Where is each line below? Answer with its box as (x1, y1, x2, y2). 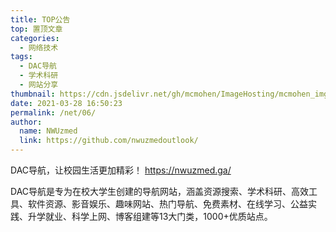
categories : (10, 33, 60, 43)
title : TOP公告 (10, 14, 71, 25)
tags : (10, 52, 33, 62)
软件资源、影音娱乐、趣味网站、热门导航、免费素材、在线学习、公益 (27, 198, 308, 210)
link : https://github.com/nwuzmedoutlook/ (19, 136, 199, 146)
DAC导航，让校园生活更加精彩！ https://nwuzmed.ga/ (10, 164, 232, 176)
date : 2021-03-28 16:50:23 (10, 98, 123, 108)
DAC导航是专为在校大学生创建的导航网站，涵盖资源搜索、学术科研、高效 (10, 186, 310, 197)
